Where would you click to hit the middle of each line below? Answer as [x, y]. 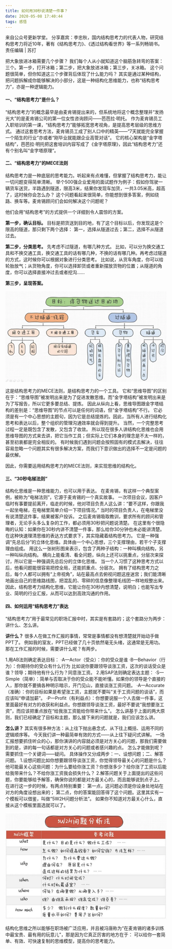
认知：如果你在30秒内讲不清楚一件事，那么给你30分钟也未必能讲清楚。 [89, 529]
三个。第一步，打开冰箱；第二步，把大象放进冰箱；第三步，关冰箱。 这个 [82, 68]
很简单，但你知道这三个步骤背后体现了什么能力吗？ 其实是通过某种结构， [87, 74]
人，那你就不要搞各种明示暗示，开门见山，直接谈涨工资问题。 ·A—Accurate [85, 685]
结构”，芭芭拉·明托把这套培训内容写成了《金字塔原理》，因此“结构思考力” [82, 144]
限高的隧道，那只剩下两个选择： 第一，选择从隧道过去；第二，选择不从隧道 [84, 229]
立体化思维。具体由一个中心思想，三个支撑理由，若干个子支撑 [101, 542]
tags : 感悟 [16, 22]
